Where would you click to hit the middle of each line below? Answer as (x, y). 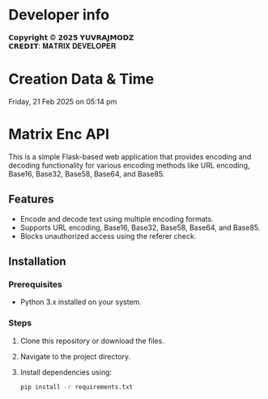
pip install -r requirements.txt (77, 387)
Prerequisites (35, 284)
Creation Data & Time (81, 79)
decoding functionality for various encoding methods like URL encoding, (129, 165)
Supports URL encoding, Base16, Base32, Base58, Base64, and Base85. (140, 227)
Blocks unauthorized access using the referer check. (108, 236)
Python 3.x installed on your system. (81, 302)
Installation (37, 262)
